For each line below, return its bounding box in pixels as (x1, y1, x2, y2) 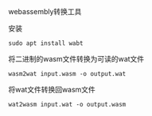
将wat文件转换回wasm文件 (8, 85, 95, 94)
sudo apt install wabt (8, 39, 84, 47)
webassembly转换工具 (8, 7, 82, 16)
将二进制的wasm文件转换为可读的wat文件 (8, 54, 145, 63)
